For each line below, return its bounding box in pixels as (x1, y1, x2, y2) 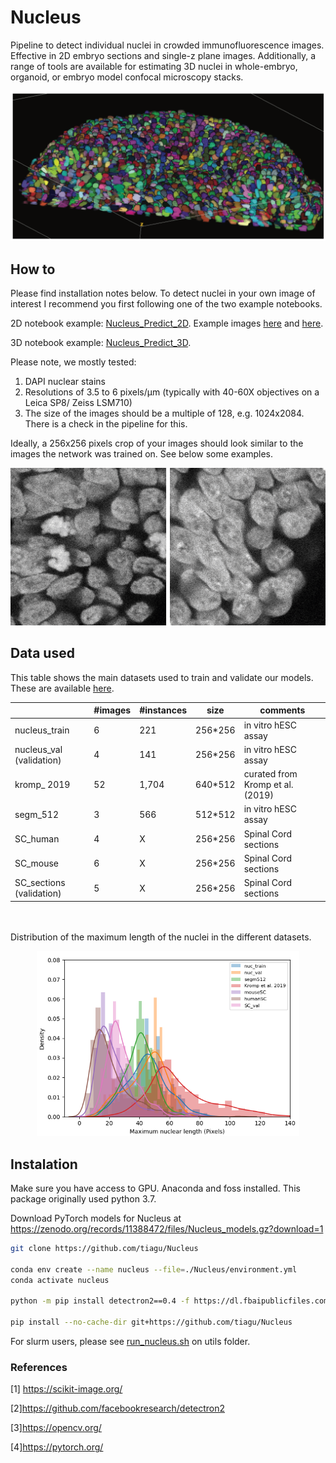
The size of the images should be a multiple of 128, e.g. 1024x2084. (24, 407, 305, 419)
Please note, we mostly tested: (10, 356, 137, 368)
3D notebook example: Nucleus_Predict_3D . (10, 336, 192, 348)
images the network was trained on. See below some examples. (10, 447, 274, 460)
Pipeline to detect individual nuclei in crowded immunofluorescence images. (10, 39, 325, 51)
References (10, 1360, 68, 1374)
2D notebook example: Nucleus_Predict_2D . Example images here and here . (10, 317, 324, 329)
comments (259, 704, 306, 716)
